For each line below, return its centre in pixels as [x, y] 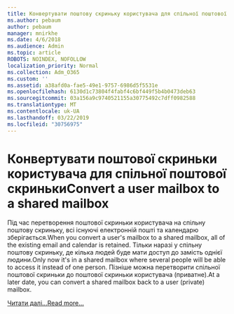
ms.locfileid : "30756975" [45, 124]
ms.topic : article [34, 53]
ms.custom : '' [28, 79]
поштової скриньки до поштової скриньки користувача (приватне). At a [113, 275]
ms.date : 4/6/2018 [34, 40]
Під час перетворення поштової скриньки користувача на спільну [106, 223]
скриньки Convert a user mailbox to [113, 188]
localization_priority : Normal [53, 66]
